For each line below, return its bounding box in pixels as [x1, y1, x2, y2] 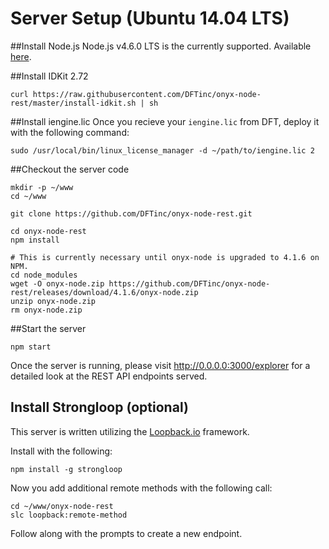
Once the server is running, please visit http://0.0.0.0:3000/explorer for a [10, 359, 311, 371]
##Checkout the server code [10, 163, 130, 175]
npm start [10, 342, 52, 352]
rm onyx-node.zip [10, 305, 83, 315]
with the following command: [10, 126, 130, 138]
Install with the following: [10, 445, 113, 457]
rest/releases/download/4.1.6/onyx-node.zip [10, 287, 199, 297]
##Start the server [10, 322, 87, 334]
